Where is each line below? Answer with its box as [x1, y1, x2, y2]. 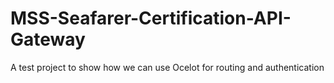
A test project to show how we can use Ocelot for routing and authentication [10, 61, 325, 73]
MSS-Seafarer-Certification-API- [10, 7, 292, 30]
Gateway [10, 28, 86, 51]
